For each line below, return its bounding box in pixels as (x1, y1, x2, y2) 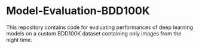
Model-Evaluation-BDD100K (6, 4, 150, 18)
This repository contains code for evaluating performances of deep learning (6, 24, 193, 31)
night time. (6, 36, 33, 43)
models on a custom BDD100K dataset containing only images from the (6, 30, 182, 37)
